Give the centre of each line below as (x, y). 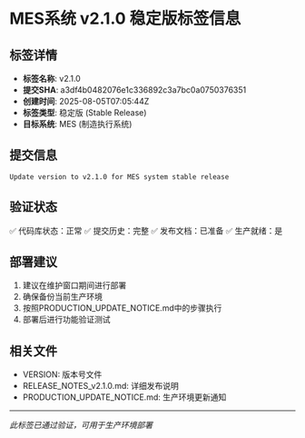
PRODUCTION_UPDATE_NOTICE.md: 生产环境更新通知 (124, 397)
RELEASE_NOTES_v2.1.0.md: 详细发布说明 (100, 386)
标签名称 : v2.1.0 (52, 79)
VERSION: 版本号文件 (62, 374)
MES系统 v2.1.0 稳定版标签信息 (125, 19)
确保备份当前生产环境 (62, 297)
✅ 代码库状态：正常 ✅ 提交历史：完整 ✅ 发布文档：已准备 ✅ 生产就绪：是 (146, 230)
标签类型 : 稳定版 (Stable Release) (84, 113)
